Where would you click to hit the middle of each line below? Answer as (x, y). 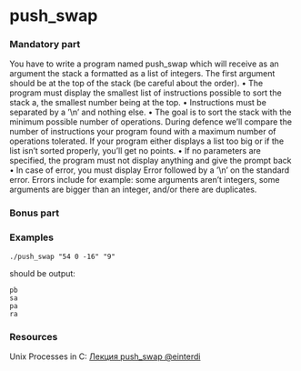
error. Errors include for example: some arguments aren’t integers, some (145, 180)
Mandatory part (45, 45)
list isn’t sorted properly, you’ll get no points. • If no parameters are (135, 151)
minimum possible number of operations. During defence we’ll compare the (151, 122)
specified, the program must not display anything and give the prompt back (151, 161)
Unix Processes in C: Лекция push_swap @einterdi (105, 356)
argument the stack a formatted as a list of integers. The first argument (142, 74)
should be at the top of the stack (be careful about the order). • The (136, 84)
